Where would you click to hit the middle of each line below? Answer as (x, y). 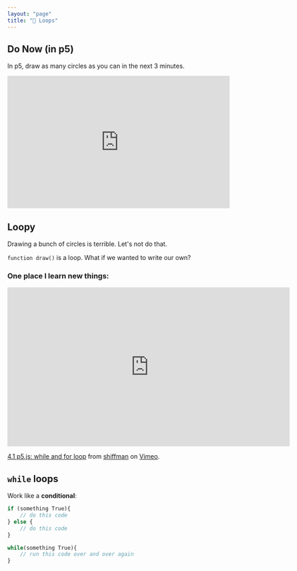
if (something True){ (39, 509)
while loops (33, 479)
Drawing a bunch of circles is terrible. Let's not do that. (87, 244)
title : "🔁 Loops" (33, 20)
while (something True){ (42, 548)
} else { (20, 522)
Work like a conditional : (42, 496)
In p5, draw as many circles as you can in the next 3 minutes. (96, 66)
